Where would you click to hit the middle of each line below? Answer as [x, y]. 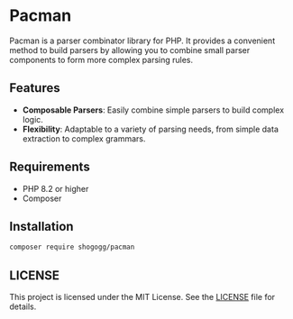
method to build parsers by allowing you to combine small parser [130, 50]
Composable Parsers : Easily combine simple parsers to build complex [153, 110]
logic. [32, 119]
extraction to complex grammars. [84, 138]
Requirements [50, 167]
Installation [41, 226]
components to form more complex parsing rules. [101, 59]
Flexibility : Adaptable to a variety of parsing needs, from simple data [151, 129]
